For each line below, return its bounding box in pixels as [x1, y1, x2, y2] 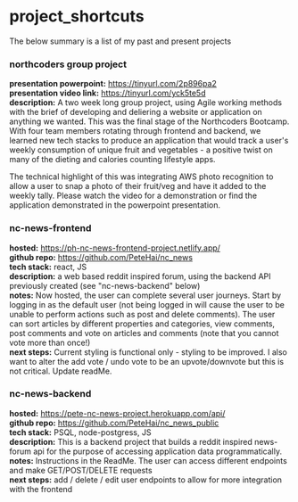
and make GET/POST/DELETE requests [9, 465, 153, 475]
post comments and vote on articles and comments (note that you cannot [9, 327, 279, 338]
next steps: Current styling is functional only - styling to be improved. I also [9, 346, 287, 358]
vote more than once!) [9, 337, 91, 348]
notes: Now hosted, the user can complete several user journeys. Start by [9, 290, 282, 300]
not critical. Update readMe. [9, 366, 112, 376]
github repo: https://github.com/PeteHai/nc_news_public [9, 417, 219, 428]
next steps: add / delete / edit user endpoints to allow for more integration [9, 474, 283, 485]
